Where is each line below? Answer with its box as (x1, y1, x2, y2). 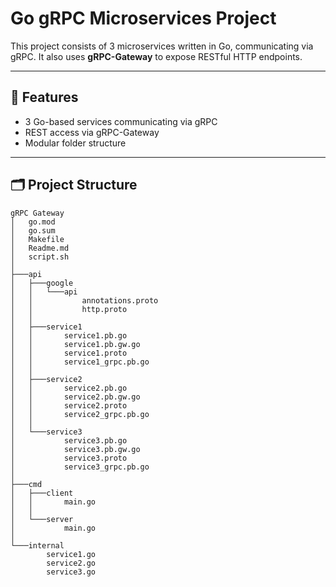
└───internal (10, 540, 65, 551)
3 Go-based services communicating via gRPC (24, 115, 218, 127)
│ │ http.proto (10, 304, 128, 314)
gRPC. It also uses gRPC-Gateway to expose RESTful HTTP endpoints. (10, 50, 303, 62)
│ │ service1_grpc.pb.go (10, 357, 150, 367)
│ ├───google (10, 278, 74, 288)
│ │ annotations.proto (10, 295, 159, 306)
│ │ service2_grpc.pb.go (10, 409, 150, 419)
